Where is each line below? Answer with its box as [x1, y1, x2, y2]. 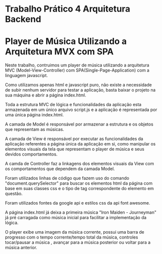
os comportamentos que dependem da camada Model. [5, 166, 115, 172]
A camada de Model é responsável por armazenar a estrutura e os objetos [5, 121, 154, 127]
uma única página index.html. [5, 112, 64, 118]
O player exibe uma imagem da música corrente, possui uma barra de [5, 229, 145, 235]
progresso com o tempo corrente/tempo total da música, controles [5, 234, 138, 240]
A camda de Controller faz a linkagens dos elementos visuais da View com [5, 161, 154, 167]
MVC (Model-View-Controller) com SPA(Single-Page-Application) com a [5, 67, 149, 73]
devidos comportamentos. [5, 151, 58, 157]
